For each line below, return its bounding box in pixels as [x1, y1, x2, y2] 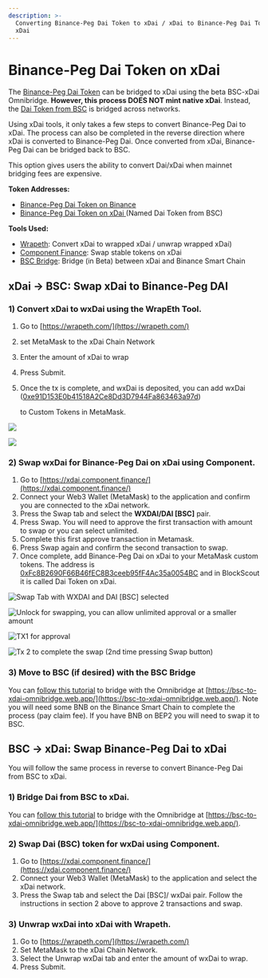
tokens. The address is [19, 560, 95, 570]
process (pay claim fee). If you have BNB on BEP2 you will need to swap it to [8, 711, 260, 720]
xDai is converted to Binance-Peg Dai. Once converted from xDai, [8, 136, 224, 146]
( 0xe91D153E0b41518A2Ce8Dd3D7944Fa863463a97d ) [19, 392, 201, 401]
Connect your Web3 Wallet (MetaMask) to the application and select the [19, 873, 258, 882]
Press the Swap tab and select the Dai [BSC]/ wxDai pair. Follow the [19, 890, 243, 900]
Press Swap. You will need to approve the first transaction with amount [19, 518, 253, 527]
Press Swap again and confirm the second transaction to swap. [19, 543, 229, 553]
